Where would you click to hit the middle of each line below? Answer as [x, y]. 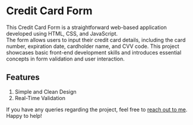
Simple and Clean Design [46, 92]
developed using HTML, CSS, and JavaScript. [62, 33]
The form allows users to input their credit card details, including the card [96, 40]
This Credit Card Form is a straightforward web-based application [87, 27]
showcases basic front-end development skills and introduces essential [94, 52]
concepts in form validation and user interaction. [65, 59]
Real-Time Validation [40, 98]
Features [23, 77]
